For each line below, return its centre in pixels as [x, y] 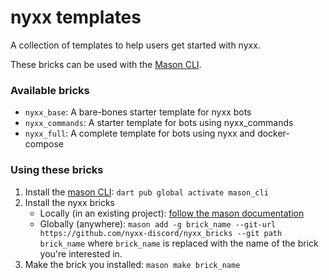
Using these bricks [57, 170]
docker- [273, 133]
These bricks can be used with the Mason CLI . [106, 64]
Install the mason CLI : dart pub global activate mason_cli [146, 192]
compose [44, 144]
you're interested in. [81, 253]
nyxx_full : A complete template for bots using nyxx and [140, 133]
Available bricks [50, 90]
